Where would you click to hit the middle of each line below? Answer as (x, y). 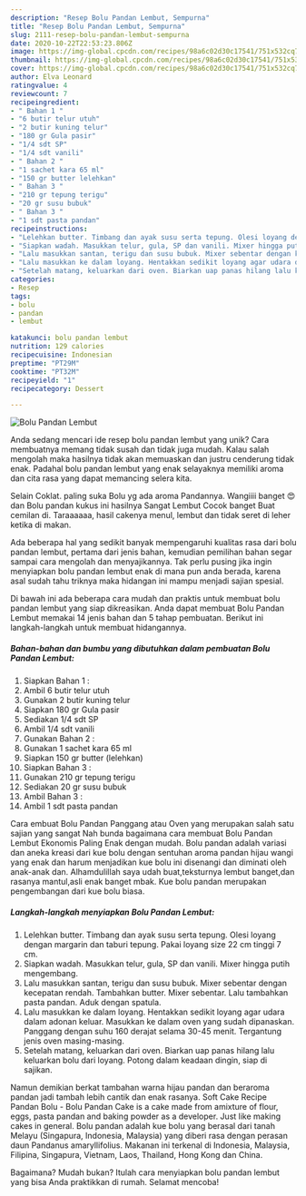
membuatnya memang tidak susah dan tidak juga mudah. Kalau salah (140, 449)
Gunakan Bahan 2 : (59, 739)
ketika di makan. (41, 525)
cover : (23, 69)
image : (23, 52)
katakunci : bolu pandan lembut (69, 338)
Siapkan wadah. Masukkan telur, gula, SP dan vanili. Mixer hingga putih (157, 964)
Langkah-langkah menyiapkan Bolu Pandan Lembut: (113, 912)
